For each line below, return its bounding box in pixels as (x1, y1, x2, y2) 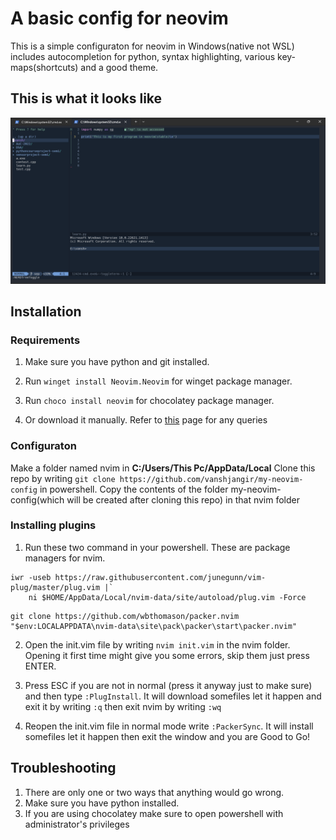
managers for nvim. (24, 552, 106, 564)
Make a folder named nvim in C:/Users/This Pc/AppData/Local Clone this (10, 462, 316, 474)
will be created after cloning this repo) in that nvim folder (66, 493, 300, 506)
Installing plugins (10, 518, 97, 532)
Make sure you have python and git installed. (24, 356, 210, 368)
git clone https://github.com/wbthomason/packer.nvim (10, 611, 240, 621)
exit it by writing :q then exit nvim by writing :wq (24, 700, 222, 712)
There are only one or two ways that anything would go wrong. (24, 786, 285, 798)
